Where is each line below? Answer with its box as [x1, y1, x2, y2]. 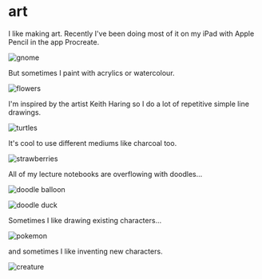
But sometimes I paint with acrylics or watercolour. [8, 68, 175, 77]
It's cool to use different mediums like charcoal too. [8, 138, 177, 147]
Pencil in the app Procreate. [8, 37, 100, 46]
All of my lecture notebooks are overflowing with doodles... [8, 169, 203, 179]
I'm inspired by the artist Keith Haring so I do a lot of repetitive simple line [8, 99, 250, 108]
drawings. [8, 107, 42, 117]
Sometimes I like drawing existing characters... [8, 215, 162, 225]
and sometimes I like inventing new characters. [8, 246, 163, 256]
